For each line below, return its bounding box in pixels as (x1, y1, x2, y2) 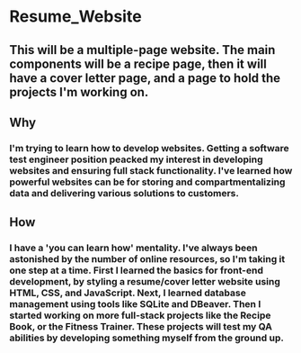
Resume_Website (9, 6, 142, 27)
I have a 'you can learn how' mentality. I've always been (9, 241, 258, 254)
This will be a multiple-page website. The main (9, 42, 276, 58)
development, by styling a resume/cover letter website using (9, 276, 280, 288)
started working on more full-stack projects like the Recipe (9, 309, 271, 321)
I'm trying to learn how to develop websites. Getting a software (9, 141, 289, 154)
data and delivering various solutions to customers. (9, 186, 240, 199)
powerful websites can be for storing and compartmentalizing (9, 176, 286, 188)
